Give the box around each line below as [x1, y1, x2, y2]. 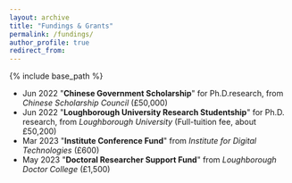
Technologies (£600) [21, 145, 100, 156]
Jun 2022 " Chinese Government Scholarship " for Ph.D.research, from [21, 88, 284, 99]
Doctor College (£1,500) [21, 164, 111, 175]
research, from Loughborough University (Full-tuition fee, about [21, 117, 257, 128]
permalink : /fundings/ [9, 29, 94, 38]
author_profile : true [9, 37, 90, 47]
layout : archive [9, 12, 70, 22]
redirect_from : [9, 46, 66, 55]
